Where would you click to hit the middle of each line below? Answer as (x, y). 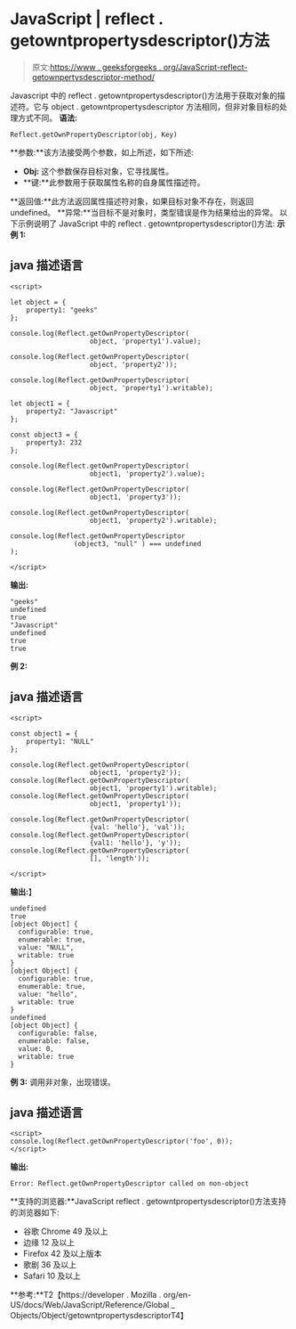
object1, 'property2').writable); (153, 520)
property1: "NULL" (60, 741)
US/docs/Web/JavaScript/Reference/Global (90, 1305)
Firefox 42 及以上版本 (62, 1254)
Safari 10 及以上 (52, 1276)
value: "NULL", (46, 947)
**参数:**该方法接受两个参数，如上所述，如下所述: (102, 152)
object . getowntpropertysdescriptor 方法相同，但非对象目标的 (165, 106)
